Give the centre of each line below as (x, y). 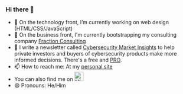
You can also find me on (43, 79)
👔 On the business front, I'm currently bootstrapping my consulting (95, 35)
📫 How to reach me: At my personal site (63, 67)
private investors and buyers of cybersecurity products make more (95, 54)
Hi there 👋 (20, 9)
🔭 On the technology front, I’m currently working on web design (91, 22)
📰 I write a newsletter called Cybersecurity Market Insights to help (94, 47)
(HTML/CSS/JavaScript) (43, 28)
